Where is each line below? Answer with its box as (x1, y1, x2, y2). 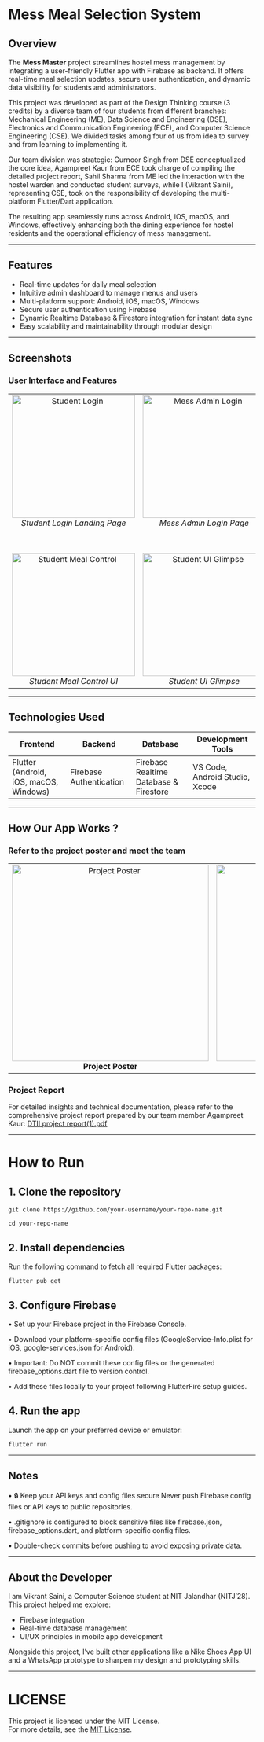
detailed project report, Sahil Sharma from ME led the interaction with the (8, 171, 245, 181)
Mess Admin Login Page (159, 517, 250, 528)
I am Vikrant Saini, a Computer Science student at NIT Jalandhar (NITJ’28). (8, 1592, 251, 1601)
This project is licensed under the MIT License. (8, 1716, 160, 1726)
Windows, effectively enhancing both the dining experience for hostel (8, 220, 233, 230)
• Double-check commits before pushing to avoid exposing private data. (8, 1541, 242, 1550)
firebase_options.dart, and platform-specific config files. (8, 1525, 191, 1534)
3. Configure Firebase (8, 1299, 117, 1312)
